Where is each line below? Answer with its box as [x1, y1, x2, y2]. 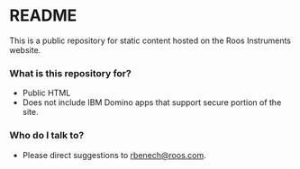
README [9, 5, 77, 26]
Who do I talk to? [9, 129, 85, 142]
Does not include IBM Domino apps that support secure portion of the [22, 97, 282, 108]
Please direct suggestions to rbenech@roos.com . [22, 149, 207, 160]
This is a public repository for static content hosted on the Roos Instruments [9, 35, 291, 46]
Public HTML [22, 87, 71, 99]
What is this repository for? [9, 67, 132, 79]
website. [9, 44, 41, 55]
